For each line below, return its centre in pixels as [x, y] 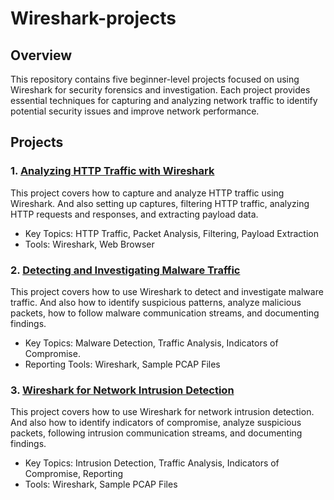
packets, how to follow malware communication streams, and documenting [165, 313]
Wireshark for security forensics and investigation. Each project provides [160, 90]
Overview [41, 55]
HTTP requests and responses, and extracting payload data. [134, 214]
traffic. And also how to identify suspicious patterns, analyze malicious [156, 302]
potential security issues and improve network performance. [135, 111]
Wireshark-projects [93, 18]
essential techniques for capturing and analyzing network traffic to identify [164, 100]
